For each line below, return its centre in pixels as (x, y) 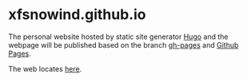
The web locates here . (45, 68)
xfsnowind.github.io (77, 15)
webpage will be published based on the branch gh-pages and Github (124, 44)
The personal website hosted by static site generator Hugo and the (118, 37)
